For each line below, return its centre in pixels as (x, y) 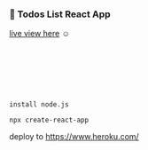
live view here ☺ (39, 34)
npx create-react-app (49, 120)
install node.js (39, 105)
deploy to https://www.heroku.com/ (74, 137)
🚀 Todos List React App (60, 14)
